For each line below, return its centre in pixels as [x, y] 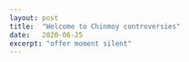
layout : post [34, 18]
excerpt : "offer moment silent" [70, 43]
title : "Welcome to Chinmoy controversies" [95, 26]
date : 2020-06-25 [46, 35]
